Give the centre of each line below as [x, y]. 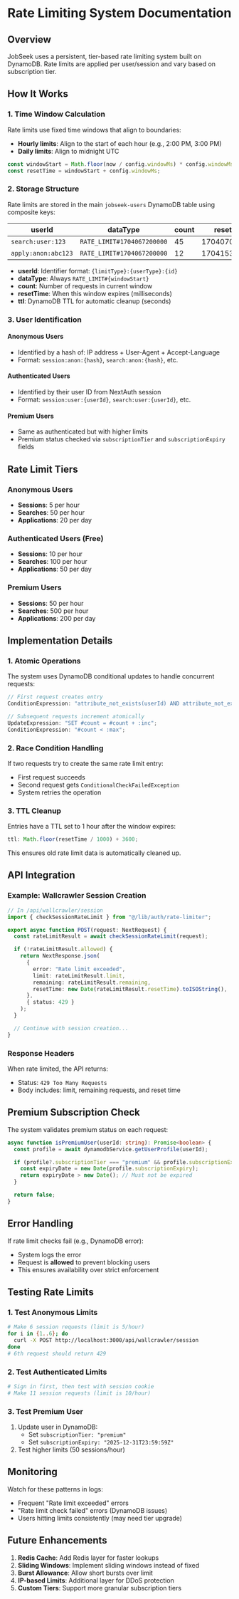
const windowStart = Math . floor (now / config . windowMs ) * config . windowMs [121, 164]
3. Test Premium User [45, 1411]
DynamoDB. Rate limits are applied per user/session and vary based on [111, 64]
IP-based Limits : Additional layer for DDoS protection [96, 1580]
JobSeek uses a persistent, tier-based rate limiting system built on [104, 56]
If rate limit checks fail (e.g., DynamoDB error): [75, 1241]
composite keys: [31, 212]
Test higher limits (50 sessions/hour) [71, 1449]
